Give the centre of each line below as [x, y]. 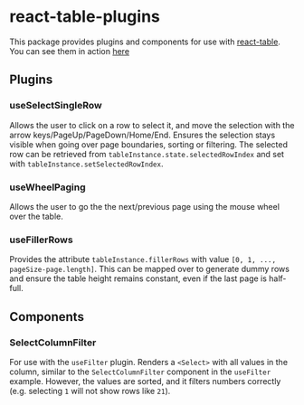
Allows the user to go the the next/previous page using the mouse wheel [145, 206]
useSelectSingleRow [56, 106]
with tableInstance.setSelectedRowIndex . [86, 164]
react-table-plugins [85, 17]
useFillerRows [42, 240]
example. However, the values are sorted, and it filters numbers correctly [145, 381]
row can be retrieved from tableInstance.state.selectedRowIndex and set [147, 154]
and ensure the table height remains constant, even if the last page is [138, 278]
